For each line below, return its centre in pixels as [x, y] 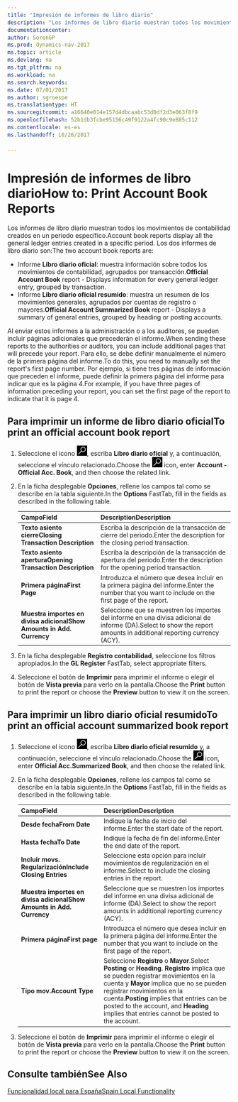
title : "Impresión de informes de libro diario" [80, 15]
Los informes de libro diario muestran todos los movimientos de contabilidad [119, 228]
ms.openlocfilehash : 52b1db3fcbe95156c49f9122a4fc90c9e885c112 [103, 120]
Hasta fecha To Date [51, 842]
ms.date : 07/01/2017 [38, 90]
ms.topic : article [34, 53]
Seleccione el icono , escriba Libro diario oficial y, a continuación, [119, 454]
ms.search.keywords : [38, 82]
